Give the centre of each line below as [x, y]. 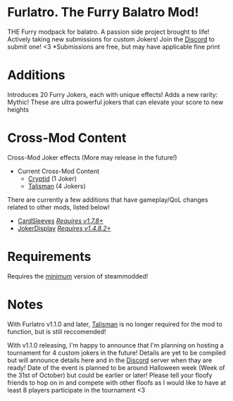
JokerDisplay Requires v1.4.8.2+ [64, 228]
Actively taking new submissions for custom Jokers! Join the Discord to [111, 39]
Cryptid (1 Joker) [52, 178]
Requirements [49, 257]
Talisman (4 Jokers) [57, 186]
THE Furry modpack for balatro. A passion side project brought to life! [108, 32]
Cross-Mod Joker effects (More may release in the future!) [92, 157]
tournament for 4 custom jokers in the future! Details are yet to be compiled [117, 352]
